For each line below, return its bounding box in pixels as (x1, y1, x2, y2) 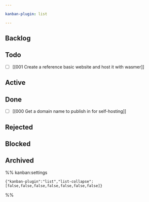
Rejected (5, 123, 33, 131)
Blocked (5, 139, 31, 148)
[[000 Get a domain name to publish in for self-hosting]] (12, 108, 127, 114)
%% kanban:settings (5, 169, 48, 175)
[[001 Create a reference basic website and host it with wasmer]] (12, 64, 145, 69)
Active (5, 78, 26, 87)
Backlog (5, 34, 31, 42)
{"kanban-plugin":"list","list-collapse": (5, 179, 94, 184)
